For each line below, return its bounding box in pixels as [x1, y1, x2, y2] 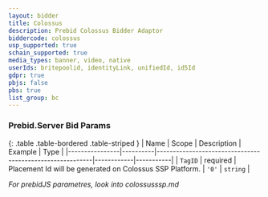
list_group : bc [8, 94, 59, 102]
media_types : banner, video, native [8, 57, 131, 65]
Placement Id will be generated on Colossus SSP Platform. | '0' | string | [8, 163, 250, 173]
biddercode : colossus [8, 34, 81, 42]
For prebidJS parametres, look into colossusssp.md [8, 179, 179, 189]
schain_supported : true [8, 49, 88, 57]
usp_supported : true [8, 42, 78, 50]
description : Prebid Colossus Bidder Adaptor [8, 26, 163, 34]
